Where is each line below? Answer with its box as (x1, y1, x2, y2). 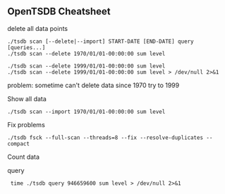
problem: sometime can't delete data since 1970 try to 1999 (7, 81, 180, 89)
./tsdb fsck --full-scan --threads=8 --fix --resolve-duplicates (7, 134, 203, 141)
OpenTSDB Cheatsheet (7, 6, 111, 18)
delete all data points (7, 24, 68, 32)
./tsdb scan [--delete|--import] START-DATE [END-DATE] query (7, 38, 194, 45)
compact (7, 140, 30, 147)
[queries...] (7, 44, 46, 51)
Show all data (7, 94, 47, 103)
